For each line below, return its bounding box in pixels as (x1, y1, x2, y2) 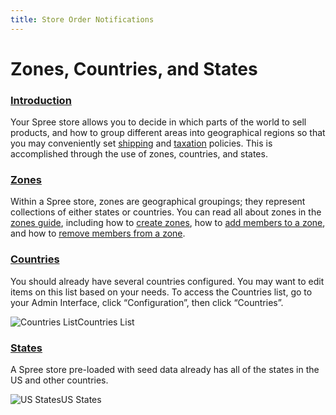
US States (60, 394, 102, 405)
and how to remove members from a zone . (10, 227, 186, 240)
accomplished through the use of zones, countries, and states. (10, 148, 268, 160)
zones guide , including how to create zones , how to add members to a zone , (10, 217, 326, 229)
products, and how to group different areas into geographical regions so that (10, 127, 326, 139)
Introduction (10, 93, 72, 107)
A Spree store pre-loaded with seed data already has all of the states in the (10, 364, 320, 375)
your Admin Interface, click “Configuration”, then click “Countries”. (10, 296, 284, 308)
